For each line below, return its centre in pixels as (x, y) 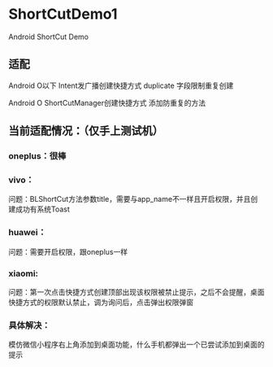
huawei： (28, 233)
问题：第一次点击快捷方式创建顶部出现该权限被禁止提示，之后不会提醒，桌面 (136, 292)
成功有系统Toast (43, 209)
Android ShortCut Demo (49, 37)
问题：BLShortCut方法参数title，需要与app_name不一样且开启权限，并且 (130, 199)
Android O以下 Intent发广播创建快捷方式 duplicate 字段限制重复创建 (121, 85)
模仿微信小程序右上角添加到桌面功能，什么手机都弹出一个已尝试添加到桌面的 (136, 345)
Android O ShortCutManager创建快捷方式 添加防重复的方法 (107, 103)
